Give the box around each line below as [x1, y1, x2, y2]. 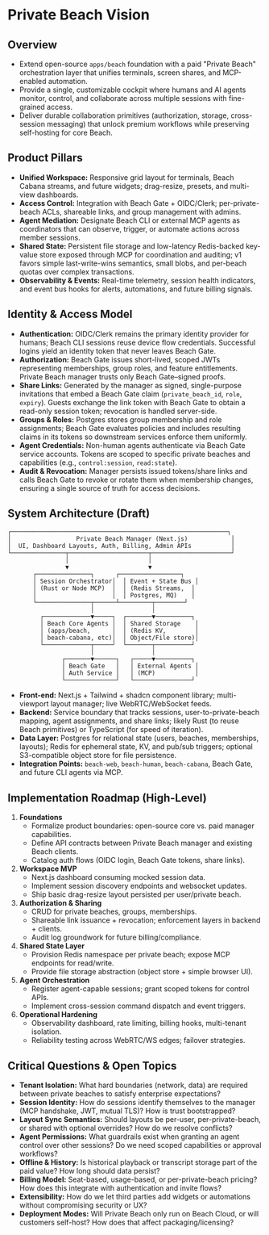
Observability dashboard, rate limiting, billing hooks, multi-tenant [31, 1019, 246, 1028]
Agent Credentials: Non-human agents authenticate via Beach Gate [19, 440, 246, 450]
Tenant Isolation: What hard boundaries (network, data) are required [19, 1080, 249, 1091]
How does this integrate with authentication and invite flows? [19, 1183, 222, 1193]
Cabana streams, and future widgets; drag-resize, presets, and [19, 181, 229, 190]
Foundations [19, 813, 63, 823]
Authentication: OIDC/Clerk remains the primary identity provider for [19, 329, 250, 338]
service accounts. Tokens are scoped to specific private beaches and [19, 449, 250, 458]
